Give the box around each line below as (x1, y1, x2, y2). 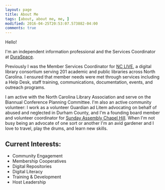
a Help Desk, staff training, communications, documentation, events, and (5, 79, 153, 85)
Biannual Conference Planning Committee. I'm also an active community (5, 99, 152, 105)
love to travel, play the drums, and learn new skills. (5, 125, 108, 131)
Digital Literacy (12, 168, 43, 174)
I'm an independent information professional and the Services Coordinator (5, 49, 156, 55)
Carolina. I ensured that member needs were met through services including (5, 74, 160, 80)
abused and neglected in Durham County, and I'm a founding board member (5, 110, 160, 116)
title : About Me (5, 12, 38, 17)
